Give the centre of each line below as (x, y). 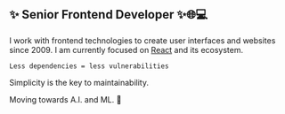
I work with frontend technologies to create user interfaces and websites (142, 40)
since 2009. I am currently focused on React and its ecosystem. (126, 49)
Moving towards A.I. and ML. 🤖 (65, 99)
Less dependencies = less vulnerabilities (89, 66)
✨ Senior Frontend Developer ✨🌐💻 (109, 15)
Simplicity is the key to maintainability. (79, 82)
